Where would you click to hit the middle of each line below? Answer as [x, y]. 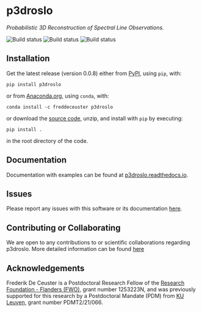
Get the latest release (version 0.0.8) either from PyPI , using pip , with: [94, 73]
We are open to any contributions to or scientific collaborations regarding [98, 242]
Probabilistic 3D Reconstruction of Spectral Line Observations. [85, 27]
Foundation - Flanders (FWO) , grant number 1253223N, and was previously [101, 289]
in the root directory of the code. [47, 140]
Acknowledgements [45, 268]
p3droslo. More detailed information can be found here [75, 249]
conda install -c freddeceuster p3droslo [60, 107]
